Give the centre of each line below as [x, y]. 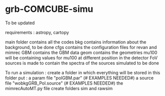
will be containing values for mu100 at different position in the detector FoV [82, 57]
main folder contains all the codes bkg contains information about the [76, 42]
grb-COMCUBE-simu [49, 9]
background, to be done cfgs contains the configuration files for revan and [81, 47]
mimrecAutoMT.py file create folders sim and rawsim [59, 88]
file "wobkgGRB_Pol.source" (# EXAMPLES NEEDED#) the [64, 83]
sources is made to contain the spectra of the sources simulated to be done [82, 63]
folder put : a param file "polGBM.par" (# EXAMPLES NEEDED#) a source [80, 78]
